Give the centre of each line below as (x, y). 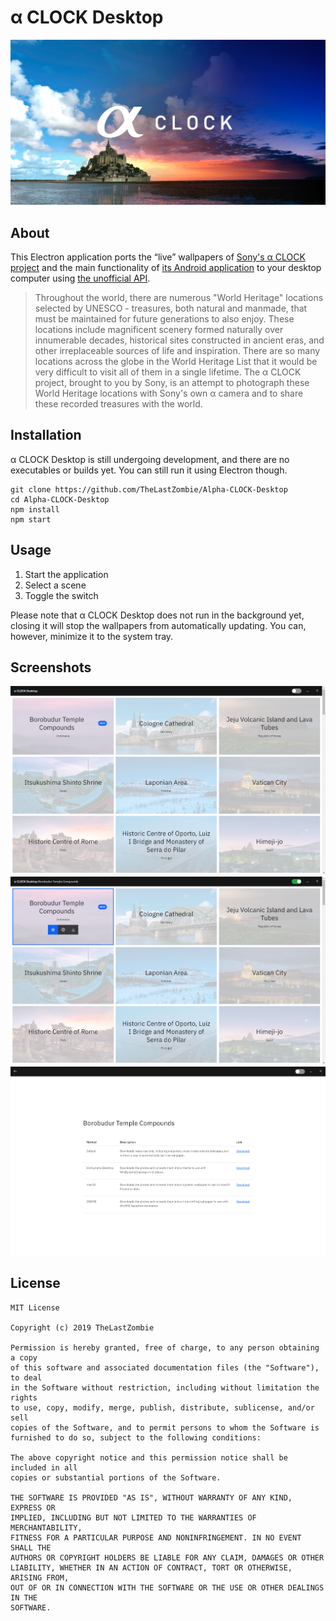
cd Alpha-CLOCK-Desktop (60, 499)
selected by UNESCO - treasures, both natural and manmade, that (171, 308)
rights (24, 1397)
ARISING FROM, (40, 1577)
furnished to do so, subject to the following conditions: (136, 1437)
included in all (44, 1467)
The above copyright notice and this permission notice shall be (149, 1457)
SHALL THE (31, 1547)
